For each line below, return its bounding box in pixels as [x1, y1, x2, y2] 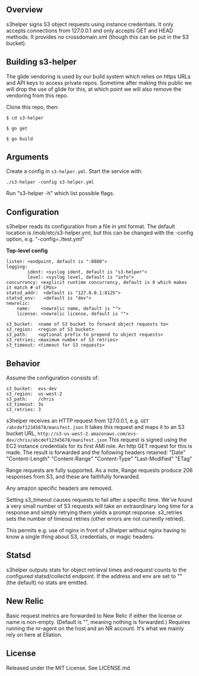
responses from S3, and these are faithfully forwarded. [6, 473, 141, 480]
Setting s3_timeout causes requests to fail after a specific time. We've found [6, 496, 193, 504]
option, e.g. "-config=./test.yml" [6, 236, 85, 243]
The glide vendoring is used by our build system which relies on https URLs [6, 73, 191, 80]
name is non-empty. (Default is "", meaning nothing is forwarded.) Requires [6, 618, 191, 625]
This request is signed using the [108, 436, 187, 443]
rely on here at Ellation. [6, 631, 62, 638]
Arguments [6, 152, 49, 162]
